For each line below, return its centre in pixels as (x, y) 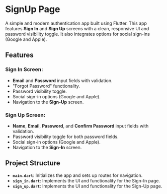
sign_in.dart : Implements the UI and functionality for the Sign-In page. (86, 180)
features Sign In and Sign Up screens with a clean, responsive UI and (77, 28)
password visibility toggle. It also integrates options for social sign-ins (77, 34)
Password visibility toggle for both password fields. (66, 137)
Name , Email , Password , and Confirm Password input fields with (80, 126)
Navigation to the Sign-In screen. (47, 147)
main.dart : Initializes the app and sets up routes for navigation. (77, 175)
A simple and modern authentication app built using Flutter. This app (76, 23)
